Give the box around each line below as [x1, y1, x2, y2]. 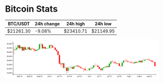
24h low [94, 21, 112, 27]
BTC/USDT [8, 21, 30, 27]
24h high [66, 21, 85, 27]
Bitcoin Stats [5, 3, 58, 15]
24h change [35, 21, 60, 27]
